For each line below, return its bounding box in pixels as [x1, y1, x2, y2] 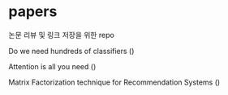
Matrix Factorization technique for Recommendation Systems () [8, 77, 221, 87]
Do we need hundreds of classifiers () [8, 46, 135, 56]
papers [8, 2, 58, 21]
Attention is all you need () [8, 61, 97, 71]
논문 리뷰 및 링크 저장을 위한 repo [8, 30, 115, 39]
